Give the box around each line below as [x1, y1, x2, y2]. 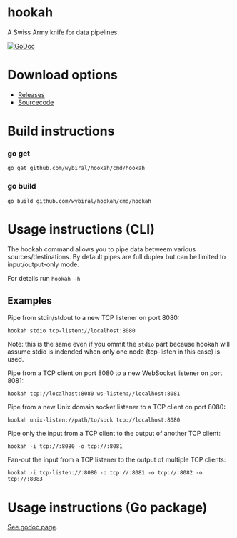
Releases [17, 90, 45, 99]
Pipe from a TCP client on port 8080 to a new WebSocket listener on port [7, 369, 223, 377]
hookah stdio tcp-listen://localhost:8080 [7, 327, 136, 334]
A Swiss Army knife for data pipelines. [7, 28, 119, 36]
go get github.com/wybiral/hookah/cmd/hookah [7, 165, 145, 172]
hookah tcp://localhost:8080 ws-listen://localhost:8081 [7, 390, 181, 397]
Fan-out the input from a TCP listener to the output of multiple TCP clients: [7, 455, 226, 464]
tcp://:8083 [7, 476, 43, 483]
